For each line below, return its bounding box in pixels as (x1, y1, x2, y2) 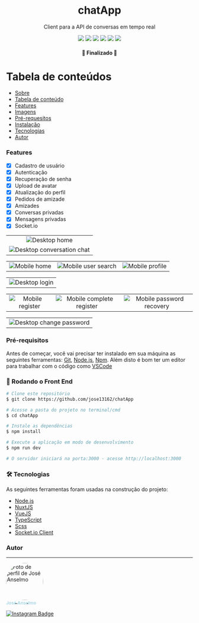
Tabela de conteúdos (6, 69, 112, 83)
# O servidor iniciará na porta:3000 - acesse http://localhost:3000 (6, 456, 182, 461)
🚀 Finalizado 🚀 (82, 49, 117, 56)
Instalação (14, 121, 40, 128)
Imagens (14, 108, 37, 116)
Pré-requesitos (14, 115, 52, 122)
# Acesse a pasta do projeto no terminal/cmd (6, 407, 120, 413)
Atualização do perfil (14, 189, 66, 196)
